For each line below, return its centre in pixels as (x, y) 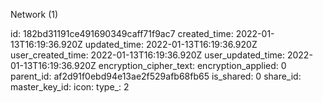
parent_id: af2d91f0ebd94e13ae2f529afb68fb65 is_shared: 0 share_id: (156, 76)
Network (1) (34, 14)
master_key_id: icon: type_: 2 (70, 87)
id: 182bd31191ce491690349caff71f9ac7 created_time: (122, 33)
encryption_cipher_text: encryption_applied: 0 (192, 65)
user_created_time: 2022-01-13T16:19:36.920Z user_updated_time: (148, 55)
